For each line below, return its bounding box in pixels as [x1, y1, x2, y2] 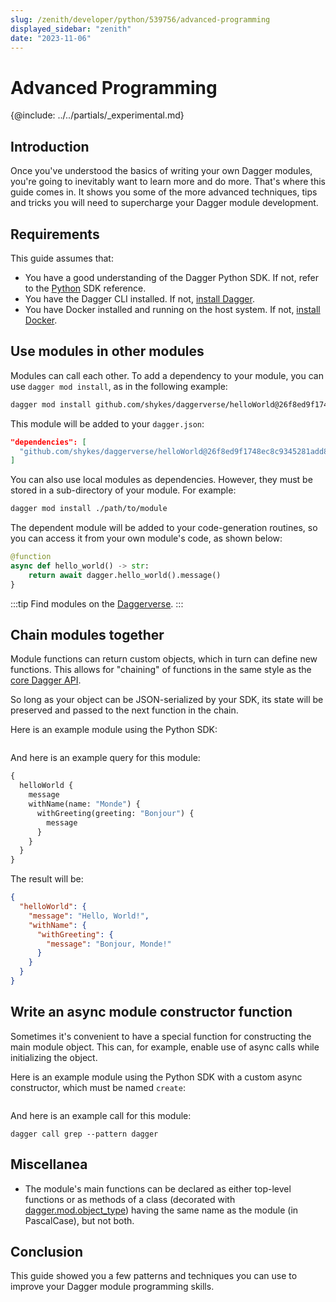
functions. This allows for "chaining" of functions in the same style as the [10, 664, 312, 676]
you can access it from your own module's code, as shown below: [10, 532, 283, 545]
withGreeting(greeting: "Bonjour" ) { [36, 808, 195, 818]
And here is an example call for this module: [10, 1109, 192, 1121]
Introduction [10, 138, 90, 155]
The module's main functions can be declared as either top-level [24, 1182, 292, 1195]
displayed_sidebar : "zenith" [10, 24, 132, 34]
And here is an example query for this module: [10, 752, 201, 764]
